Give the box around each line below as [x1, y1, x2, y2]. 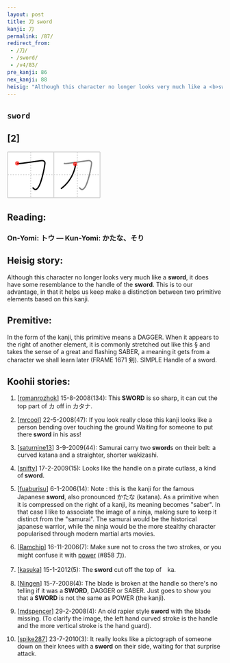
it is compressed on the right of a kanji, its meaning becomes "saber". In [16, 501, 220, 509]
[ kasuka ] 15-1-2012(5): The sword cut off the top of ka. [16, 566, 177, 574]
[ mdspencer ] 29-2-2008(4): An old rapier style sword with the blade [16, 607, 211, 616]
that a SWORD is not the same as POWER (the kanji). [16, 594, 166, 602]
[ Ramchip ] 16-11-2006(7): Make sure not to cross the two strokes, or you [16, 543, 222, 551]
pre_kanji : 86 [7, 68, 48, 75]
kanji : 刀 [7, 25, 34, 32]
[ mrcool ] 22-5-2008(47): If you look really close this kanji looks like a [16, 416, 212, 424]
